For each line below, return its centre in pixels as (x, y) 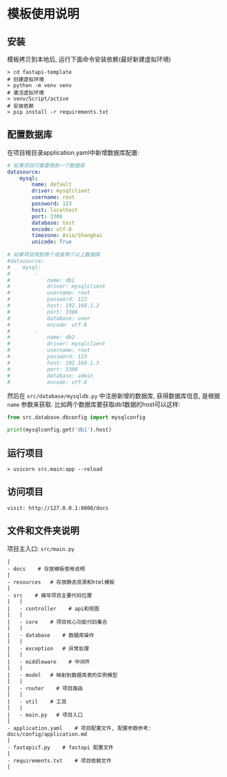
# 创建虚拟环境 (26, 79)
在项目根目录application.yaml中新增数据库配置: (73, 152)
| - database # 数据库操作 (51, 635)
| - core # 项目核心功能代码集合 (57, 622)
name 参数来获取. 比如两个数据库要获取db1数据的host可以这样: (94, 404)
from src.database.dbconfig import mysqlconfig (76, 418)
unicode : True (52, 242)
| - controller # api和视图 (53, 608)
